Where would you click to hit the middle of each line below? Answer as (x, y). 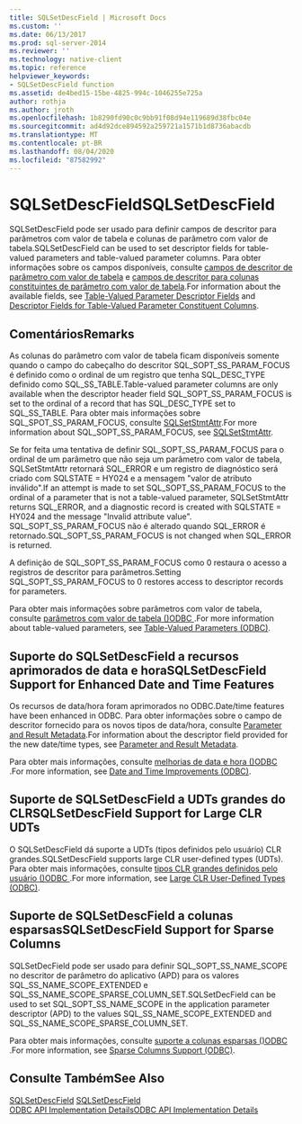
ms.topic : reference (48, 68)
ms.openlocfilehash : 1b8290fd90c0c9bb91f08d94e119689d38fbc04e (130, 118)
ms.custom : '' (36, 26)
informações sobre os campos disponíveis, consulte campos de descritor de (151, 267)
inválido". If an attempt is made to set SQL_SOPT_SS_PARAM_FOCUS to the (147, 488)
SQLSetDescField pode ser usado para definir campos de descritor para (143, 229)
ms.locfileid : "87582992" (58, 160)
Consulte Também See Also (87, 1079)
